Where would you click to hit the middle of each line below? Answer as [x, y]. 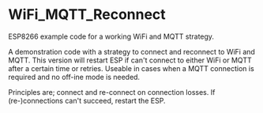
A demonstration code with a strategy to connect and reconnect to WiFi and [131, 51]
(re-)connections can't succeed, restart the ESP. [87, 100]
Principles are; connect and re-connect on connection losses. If [112, 92]
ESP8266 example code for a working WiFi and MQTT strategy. [111, 36]
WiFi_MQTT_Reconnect [87, 15]
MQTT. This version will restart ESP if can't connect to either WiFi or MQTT [130, 60]
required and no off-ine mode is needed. [74, 77]
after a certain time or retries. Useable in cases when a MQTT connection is [131, 68]
